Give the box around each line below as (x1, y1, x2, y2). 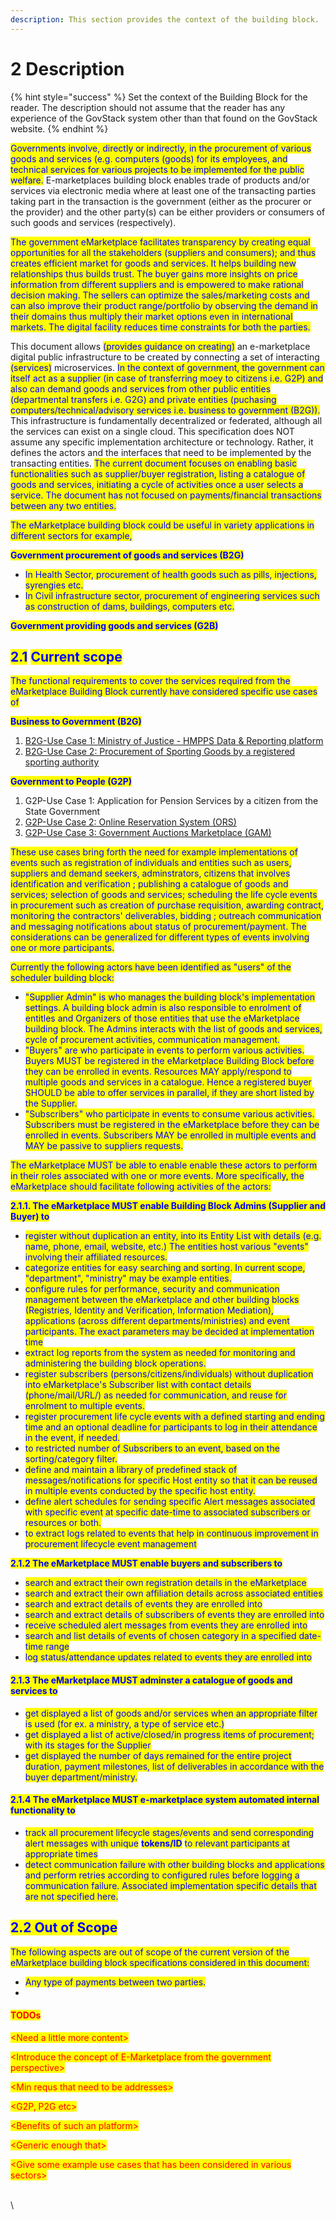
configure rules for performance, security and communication (24, 1283, 280, 1295)
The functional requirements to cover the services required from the (10, 675, 291, 687)
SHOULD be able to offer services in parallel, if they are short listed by (24, 1087, 315, 1099)
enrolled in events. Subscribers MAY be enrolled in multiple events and (24, 1129, 317, 1141)
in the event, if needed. (24, 1432, 121, 1444)
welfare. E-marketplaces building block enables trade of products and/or (10, 174, 310, 186)
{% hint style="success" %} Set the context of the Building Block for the (10, 91, 308, 103)
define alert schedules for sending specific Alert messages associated (24, 1496, 316, 1508)
